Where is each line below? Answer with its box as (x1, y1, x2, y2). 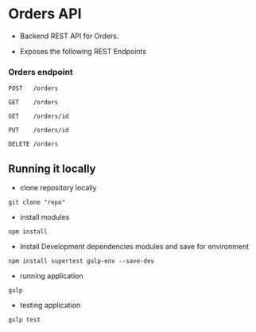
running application (19, 271, 83, 281)
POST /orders (8, 84, 59, 92)
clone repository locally (19, 183, 97, 193)
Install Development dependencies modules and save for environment (19, 242, 250, 252)
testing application (19, 300, 81, 311)
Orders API (8, 5, 82, 23)
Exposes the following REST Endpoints (19, 46, 147, 56)
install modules (19, 213, 70, 222)
